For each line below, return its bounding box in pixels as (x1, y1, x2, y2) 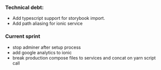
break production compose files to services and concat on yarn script (12, 55, 156, 61)
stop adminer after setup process (12, 44, 81, 50)
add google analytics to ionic (12, 49, 72, 56)
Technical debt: (5, 4, 44, 11)
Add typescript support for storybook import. (12, 15, 106, 21)
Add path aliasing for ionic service (12, 20, 83, 26)
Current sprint (5, 33, 40, 40)
